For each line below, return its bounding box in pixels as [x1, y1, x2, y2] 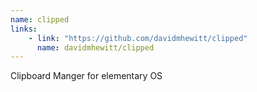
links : [10, 24, 38, 34]
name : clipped [10, 14, 70, 25]
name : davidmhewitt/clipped [36, 42, 155, 53]
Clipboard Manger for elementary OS [10, 70, 163, 82]
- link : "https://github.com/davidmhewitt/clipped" [28, 33, 248, 43]
